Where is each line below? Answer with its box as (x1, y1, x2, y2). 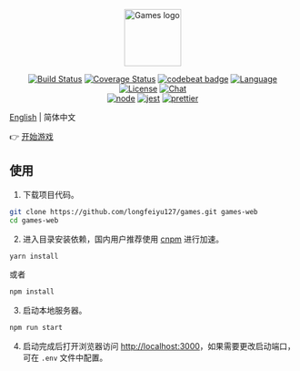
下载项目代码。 (22, 189, 79, 200)
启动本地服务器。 (22, 305, 87, 316)
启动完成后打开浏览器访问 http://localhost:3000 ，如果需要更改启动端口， (22, 341, 295, 352)
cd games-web (9, 215, 59, 225)
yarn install (9, 252, 59, 261)
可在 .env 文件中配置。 (22, 352, 108, 364)
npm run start (9, 324, 64, 333)
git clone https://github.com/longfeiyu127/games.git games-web (9, 207, 258, 216)
